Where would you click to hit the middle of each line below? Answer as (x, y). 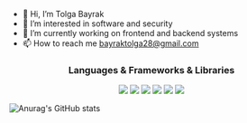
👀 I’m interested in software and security (97, 24)
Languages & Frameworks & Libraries (151, 70)
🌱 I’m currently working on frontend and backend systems (130, 33)
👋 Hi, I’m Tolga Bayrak (63, 14)
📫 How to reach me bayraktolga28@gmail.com (110, 43)
